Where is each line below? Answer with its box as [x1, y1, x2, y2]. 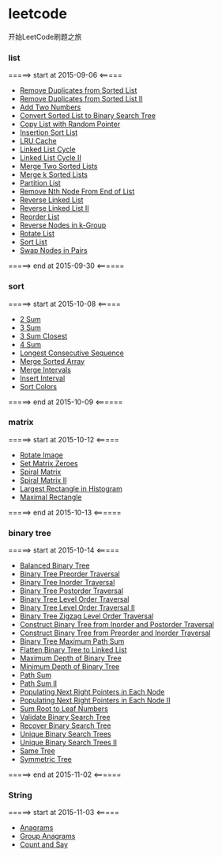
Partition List [19, 178, 61, 188]
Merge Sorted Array [19, 356, 85, 365]
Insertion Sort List [19, 128, 78, 137]
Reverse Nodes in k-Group [19, 220, 107, 230]
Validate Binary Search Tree [19, 713, 111, 722]
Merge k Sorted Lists [19, 170, 88, 179]
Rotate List [19, 229, 55, 239]
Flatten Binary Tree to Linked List [19, 645, 127, 655]
